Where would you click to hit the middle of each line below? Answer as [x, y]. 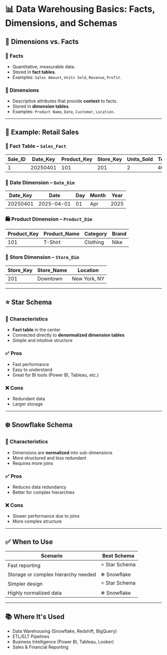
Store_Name [52, 270]
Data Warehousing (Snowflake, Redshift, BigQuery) [65, 631]
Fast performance [31, 364]
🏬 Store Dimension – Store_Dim [42, 257]
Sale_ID [17, 159]
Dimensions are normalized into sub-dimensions [62, 452]
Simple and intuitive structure [42, 340]
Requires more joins [33, 463]
